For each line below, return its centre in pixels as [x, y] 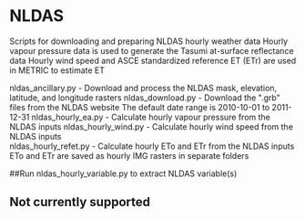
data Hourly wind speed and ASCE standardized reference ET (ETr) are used [153, 60]
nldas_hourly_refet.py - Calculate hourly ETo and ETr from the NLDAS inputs [152, 146]
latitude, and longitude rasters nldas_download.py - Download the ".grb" [145, 98]
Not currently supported [80, 202]
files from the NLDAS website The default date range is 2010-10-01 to [140, 107]
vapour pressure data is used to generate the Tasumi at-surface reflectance [152, 50]
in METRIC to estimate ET [57, 70]
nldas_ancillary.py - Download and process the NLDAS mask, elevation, [143, 88]
